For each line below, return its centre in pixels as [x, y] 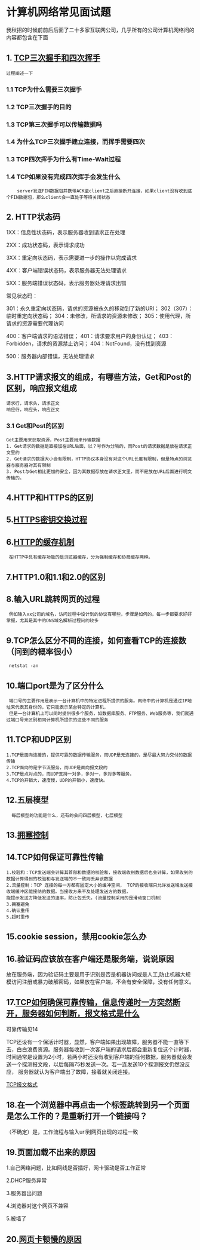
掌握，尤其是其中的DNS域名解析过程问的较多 [53, 621]
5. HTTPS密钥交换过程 [47, 520]
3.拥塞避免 [18, 904]
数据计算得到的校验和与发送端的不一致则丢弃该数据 [60, 879]
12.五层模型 [27, 800]
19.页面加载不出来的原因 [51, 1152]
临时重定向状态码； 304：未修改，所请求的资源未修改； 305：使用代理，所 [99, 316]
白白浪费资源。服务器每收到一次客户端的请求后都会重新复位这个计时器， [105, 1049]
